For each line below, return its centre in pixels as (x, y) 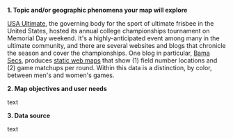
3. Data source (29, 115)
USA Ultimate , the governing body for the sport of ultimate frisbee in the (111, 23)
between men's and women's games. (61, 75)
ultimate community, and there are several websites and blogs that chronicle (116, 46)
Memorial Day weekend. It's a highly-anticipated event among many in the (114, 38)
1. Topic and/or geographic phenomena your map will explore (97, 10)
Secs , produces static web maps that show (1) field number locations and (112, 60)
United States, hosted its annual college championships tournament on (109, 31)
